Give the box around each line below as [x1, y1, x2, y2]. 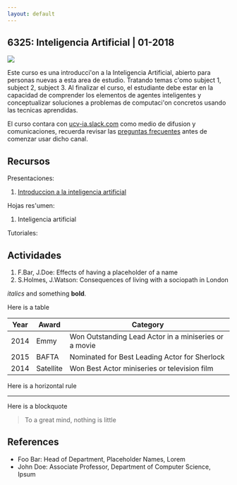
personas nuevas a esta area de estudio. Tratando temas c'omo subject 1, [7, 76, 221, 85]
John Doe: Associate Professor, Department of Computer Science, [17, 462, 211, 471]
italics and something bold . [7, 289, 87, 298]
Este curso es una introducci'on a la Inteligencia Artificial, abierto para [7, 69, 211, 77]
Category [131, 320, 164, 329]
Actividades [7, 249, 62, 262]
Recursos [7, 155, 51, 167]
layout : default [7, 10, 55, 18]
